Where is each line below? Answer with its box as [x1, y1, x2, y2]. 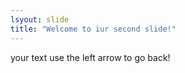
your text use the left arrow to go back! [10, 51, 171, 63]
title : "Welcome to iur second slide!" [10, 24, 177, 34]
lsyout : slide [10, 14, 70, 25]
